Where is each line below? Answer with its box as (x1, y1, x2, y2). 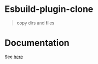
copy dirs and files (16, 20, 55, 26)
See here (4, 54, 23, 60)
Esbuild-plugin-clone (4, 3, 94, 15)
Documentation (4, 37, 70, 49)
